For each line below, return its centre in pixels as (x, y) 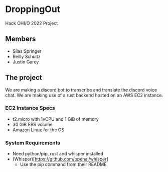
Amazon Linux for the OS (38, 130)
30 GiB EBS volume (32, 124)
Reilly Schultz (27, 56)
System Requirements (33, 143)
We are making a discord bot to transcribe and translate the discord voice (81, 90)
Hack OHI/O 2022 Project (32, 23)
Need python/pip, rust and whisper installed (58, 154)
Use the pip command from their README (63, 164)
